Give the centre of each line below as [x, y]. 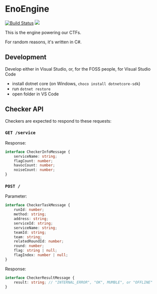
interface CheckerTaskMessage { [38, 205]
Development [26, 57]
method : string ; [30, 214]
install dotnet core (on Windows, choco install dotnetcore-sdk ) [76, 83]
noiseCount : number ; [34, 170]
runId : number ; [29, 210]
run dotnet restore [31, 89]
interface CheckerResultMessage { [40, 278]
